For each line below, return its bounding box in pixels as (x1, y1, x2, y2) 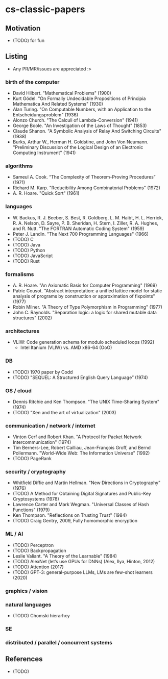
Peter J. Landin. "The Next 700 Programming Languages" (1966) (12, 231, 149, 237)
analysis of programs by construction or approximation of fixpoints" (12, 293, 156, 299)
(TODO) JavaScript (12, 253, 53, 259)
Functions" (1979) (12, 507, 50, 513)
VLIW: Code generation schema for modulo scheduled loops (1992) (12, 339, 155, 345)
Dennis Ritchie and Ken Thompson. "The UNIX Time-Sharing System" (12, 398, 160, 405)
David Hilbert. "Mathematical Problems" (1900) (12, 90, 111, 96)
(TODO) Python (12, 247, 45, 253)
